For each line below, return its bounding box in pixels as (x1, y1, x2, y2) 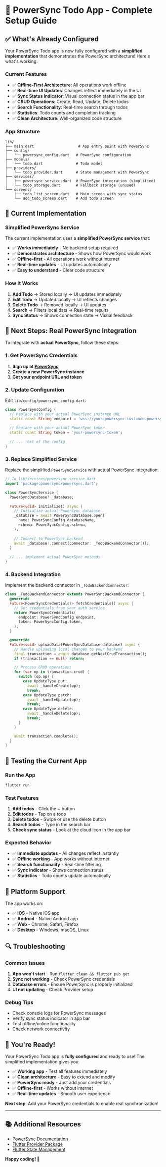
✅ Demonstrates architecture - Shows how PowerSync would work (12, 250, 152, 257)
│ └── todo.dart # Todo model (5, 161, 103, 166)
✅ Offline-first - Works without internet (12, 1085, 93, 1091)
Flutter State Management (12, 1146, 66, 1152)
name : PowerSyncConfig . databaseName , (18, 518, 96, 523)
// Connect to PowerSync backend (14, 536, 83, 541)
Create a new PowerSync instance (12, 369, 85, 375)
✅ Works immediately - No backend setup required (12, 245, 119, 251)
